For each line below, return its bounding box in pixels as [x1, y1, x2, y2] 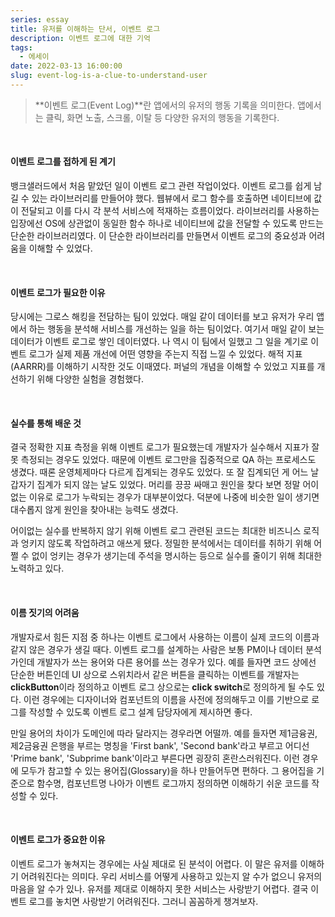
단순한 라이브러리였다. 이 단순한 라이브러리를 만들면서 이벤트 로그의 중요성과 [10, 230, 307, 242]
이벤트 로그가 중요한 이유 [10, 834, 106, 846]
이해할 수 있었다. [28, 242, 93, 255]
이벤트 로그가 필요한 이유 [10, 286, 106, 298]
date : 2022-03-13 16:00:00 [10, 61, 123, 71]
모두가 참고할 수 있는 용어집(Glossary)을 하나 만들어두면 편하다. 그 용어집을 [20, 764, 315, 776]
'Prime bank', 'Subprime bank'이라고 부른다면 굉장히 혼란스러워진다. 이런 [10, 752, 300, 764]
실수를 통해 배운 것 [10, 417, 82, 429]
